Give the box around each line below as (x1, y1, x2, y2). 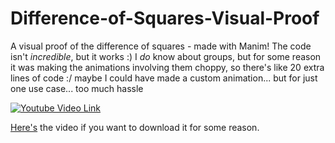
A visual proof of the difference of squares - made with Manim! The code (10, 40, 312, 52)
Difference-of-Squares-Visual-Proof (10, 7, 320, 30)
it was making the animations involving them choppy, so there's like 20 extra (10, 61, 325, 73)
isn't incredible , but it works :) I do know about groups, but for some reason (10, 50, 322, 62)
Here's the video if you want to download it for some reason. (10, 121, 260, 133)
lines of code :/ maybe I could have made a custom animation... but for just (10, 72, 318, 84)
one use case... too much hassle (10, 82, 144, 94)
